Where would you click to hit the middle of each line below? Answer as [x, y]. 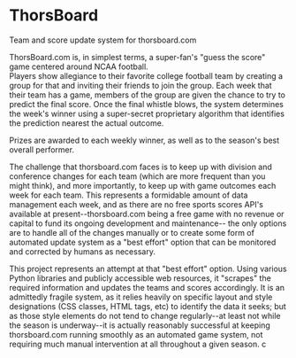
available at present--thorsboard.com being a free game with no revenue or [147, 214]
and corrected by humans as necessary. [83, 251]
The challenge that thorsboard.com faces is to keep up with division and [140, 167]
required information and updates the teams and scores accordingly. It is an [147, 287]
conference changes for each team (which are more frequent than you [137, 176]
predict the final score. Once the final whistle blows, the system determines [147, 104]
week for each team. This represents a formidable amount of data [129, 195]
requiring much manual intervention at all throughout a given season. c [138, 344]
